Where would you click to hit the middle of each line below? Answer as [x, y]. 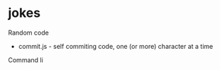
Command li [26, 60]
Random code [28, 33]
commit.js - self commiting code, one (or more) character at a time [116, 46]
